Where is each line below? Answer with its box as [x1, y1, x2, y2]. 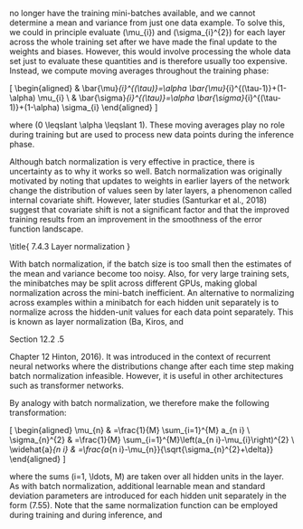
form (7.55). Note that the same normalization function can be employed [9, 500, 279, 510]
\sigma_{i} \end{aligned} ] [62, 102, 158, 112]
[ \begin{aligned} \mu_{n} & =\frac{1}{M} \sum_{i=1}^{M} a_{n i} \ [9, 425, 251, 435]
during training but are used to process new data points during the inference [9, 129, 294, 139]
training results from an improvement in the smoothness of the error [9, 214, 262, 224]
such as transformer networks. [9, 380, 125, 391]
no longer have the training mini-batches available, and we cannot [9, 8, 256, 18]
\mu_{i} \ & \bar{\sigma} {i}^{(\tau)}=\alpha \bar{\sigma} [37, 92, 245, 103]
